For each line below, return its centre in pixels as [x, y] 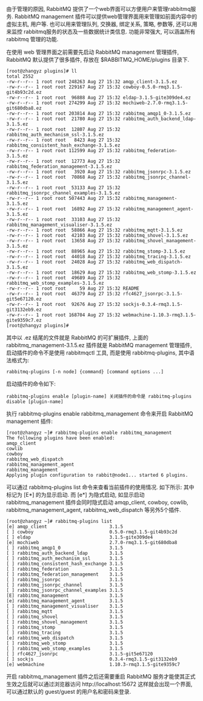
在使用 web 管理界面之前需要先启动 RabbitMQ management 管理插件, [93, 52]
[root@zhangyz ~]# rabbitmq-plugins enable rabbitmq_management [89, 433]
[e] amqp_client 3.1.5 [65, 527]
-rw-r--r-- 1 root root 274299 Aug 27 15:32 [63, 103]
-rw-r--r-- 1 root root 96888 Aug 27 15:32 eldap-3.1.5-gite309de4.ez [98, 98]
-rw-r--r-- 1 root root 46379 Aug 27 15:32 [63, 294]
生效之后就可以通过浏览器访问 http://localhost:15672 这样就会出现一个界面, [99, 684]
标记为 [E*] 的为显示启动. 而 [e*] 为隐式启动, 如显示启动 [75, 495]
